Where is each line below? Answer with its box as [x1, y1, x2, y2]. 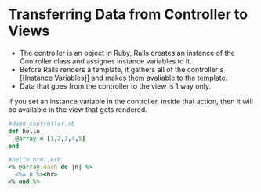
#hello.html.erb [8, 156, 61, 164]
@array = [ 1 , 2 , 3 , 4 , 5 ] [15, 135, 86, 143]
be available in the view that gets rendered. [8, 104, 147, 114]
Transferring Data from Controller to [8, 5, 248, 24]
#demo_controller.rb [8, 120, 76, 128]
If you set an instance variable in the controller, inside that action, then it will [8, 96, 253, 106]
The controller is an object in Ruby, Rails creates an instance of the [19, 48, 235, 57]
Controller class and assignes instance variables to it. [19, 56, 192, 66]
